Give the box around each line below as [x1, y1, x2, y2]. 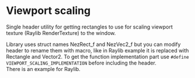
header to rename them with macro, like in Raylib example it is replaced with [6, 47, 189, 54]
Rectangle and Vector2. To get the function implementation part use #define [6, 53, 190, 60]
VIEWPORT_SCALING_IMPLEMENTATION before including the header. [6, 59, 156, 66]
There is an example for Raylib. [6, 65, 81, 72]
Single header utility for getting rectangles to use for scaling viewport [6, 23, 173, 30]
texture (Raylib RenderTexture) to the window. [6, 29, 116, 36]
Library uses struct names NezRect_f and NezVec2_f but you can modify [6, 41, 181, 48]
